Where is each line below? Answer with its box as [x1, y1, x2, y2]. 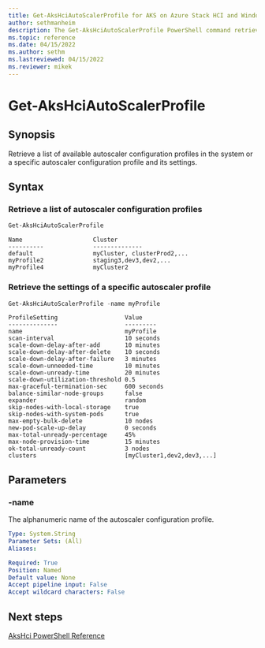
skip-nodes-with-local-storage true [8, 404, 140, 412]
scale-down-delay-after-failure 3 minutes [8, 356, 157, 363]
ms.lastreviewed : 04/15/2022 [8, 56, 104, 64]
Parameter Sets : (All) [8, 538, 83, 546]
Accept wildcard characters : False [8, 588, 125, 596]
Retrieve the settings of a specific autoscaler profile [8, 281, 211, 292]
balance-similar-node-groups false [8, 389, 144, 398]
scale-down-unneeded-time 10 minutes [8, 362, 160, 371]
